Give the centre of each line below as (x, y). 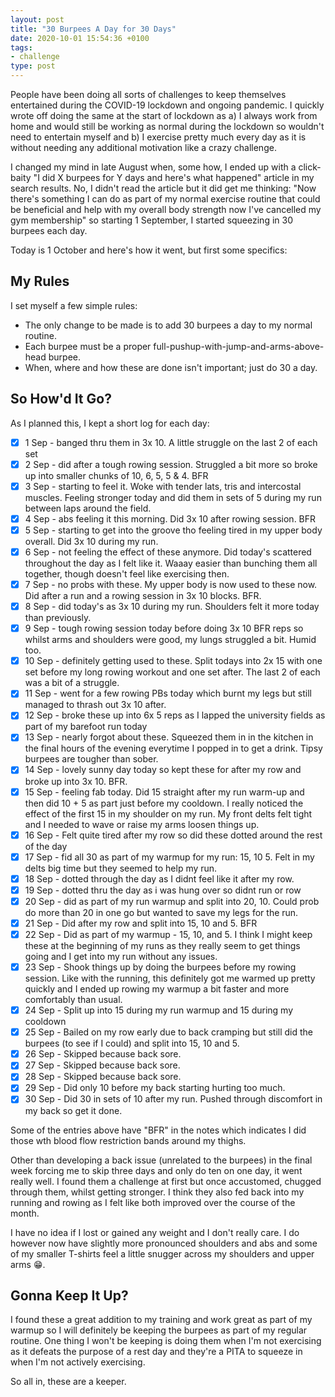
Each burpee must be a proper (88, 346)
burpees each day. (49, 230)
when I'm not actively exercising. (78, 1362)
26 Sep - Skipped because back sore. (103, 1054)
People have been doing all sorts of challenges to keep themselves (148, 94)
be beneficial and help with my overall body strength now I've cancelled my (166, 209)
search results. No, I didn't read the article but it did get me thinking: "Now (163, 188)
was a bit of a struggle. (72, 683)
